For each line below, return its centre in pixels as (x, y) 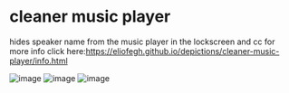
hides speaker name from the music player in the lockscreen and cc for (142, 42)
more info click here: (48, 51)
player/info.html (39, 60)
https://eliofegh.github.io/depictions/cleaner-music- (183, 51)
